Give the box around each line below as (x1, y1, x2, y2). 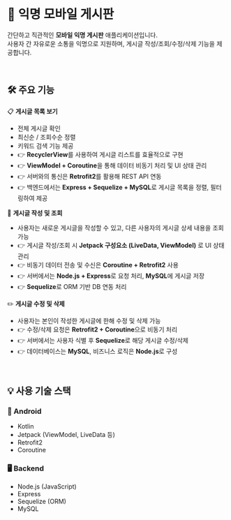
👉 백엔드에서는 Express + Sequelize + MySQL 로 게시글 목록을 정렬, (17, 183, 209, 191)
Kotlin (17, 422, 34, 431)
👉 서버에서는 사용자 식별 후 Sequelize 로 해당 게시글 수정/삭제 (17, 336, 188, 344)
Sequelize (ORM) (17, 497, 66, 505)
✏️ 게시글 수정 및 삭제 (7, 299, 65, 308)
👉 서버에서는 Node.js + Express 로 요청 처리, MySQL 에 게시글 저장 (17, 272, 204, 280)
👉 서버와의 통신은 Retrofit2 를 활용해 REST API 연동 (17, 172, 162, 180)
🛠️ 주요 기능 (7, 84, 54, 96)
